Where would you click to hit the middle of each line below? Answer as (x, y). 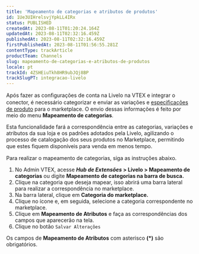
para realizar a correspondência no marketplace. (75, 189)
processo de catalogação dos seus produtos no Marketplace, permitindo (95, 140)
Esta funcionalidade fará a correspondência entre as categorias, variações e (99, 127)
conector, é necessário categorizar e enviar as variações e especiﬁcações (97, 102)
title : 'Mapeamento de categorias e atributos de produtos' (82, 12)
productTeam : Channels (34, 56)
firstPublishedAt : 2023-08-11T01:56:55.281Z (62, 45)
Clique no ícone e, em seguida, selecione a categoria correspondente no (104, 201)
